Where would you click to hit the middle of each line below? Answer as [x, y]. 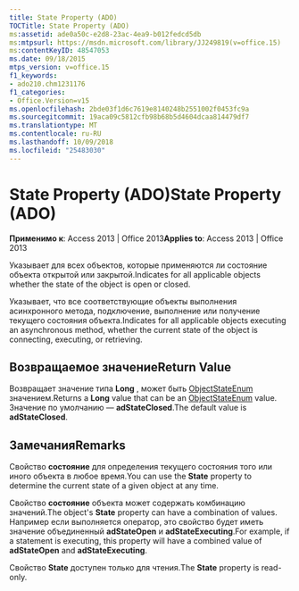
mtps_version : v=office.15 [59, 68]
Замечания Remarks [68, 445]
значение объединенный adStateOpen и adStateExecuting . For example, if [149, 531]
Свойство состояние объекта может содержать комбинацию [127, 503]
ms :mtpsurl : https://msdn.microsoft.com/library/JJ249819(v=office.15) [145, 42]
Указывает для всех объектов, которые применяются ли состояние [138, 265]
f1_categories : [37, 92]
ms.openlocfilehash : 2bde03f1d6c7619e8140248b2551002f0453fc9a [129, 109]
